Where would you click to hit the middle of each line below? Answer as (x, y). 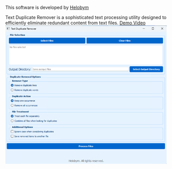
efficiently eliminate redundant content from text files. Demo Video (76, 23)
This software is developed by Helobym (47, 7)
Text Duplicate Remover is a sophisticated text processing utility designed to (86, 17)
